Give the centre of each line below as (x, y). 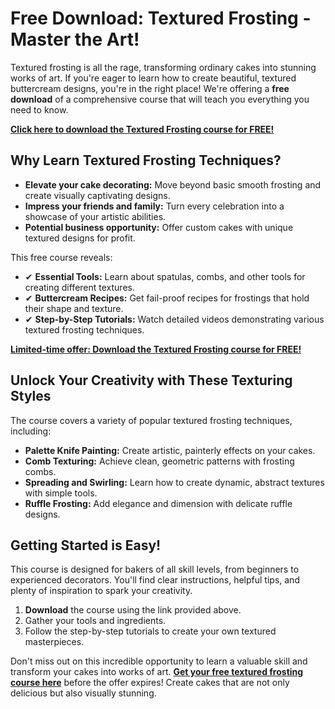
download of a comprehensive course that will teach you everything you (160, 99)
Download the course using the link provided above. (133, 610)
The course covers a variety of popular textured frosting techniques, (151, 420)
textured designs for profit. (80, 238)
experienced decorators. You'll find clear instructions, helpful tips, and (155, 580)
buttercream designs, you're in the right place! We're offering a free (150, 88)
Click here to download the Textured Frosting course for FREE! (142, 129)
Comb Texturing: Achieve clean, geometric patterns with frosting (159, 461)
